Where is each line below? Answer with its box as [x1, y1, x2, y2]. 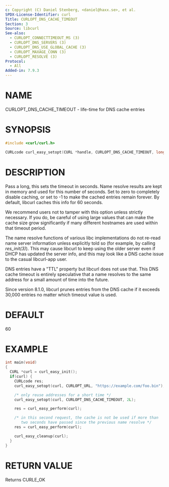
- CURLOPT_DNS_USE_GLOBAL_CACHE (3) [10, 45, 87, 50]
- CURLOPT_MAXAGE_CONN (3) [10, 49, 66, 54]
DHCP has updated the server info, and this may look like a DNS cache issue [5, 251, 164, 257]
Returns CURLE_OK [5, 476, 45, 482]
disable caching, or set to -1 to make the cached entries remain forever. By [5, 194, 160, 200]
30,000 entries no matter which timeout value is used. [5, 291, 117, 298]
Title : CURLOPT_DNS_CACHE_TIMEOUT [5, 17, 78, 22]
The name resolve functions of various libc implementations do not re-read [5, 235, 161, 241]
